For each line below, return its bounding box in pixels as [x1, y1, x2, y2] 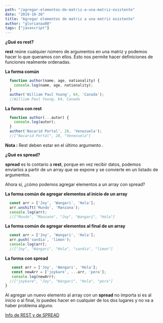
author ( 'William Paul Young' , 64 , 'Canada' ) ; [9, 92, 105, 97]
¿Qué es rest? [5, 39, 34, 45]
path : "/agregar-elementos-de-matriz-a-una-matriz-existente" [5, 7, 135, 12]
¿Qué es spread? [5, 151, 40, 158]
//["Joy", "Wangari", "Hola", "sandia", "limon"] [9, 247, 113, 251]
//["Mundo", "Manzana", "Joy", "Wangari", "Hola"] [9, 214, 115, 219]
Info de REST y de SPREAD [5, 312, 60, 318]
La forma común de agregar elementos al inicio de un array [5, 191, 128, 197]
